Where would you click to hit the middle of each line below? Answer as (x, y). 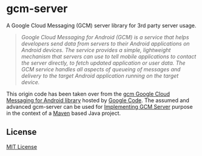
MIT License (22, 146)
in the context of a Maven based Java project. (64, 113)
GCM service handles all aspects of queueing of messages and (101, 69)
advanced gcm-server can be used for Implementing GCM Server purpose (99, 106)
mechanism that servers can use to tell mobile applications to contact (109, 56)
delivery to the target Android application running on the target (100, 76)
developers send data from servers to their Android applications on (105, 44)
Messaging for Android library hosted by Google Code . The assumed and (98, 100)
